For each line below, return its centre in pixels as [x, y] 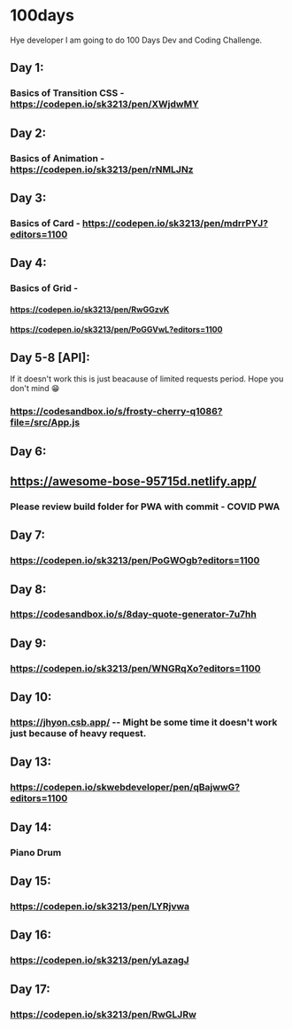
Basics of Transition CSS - [67, 93]
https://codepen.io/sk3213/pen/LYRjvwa [100, 906]
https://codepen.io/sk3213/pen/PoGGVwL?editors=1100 [116, 330]
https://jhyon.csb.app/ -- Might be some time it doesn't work [144, 722]
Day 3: [28, 197]
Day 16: [31, 935]
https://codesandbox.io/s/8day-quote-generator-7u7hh [134, 615]
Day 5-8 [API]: [50, 357]
